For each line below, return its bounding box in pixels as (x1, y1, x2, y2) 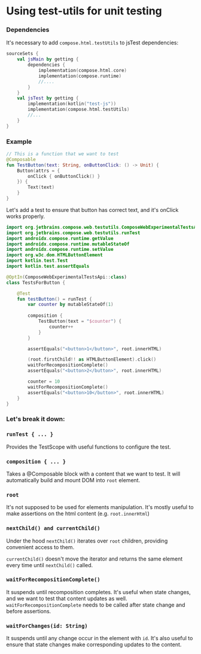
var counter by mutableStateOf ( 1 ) (28, 301, 114, 308)
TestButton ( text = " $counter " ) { (38, 319, 121, 325)
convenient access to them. (6, 543, 75, 550)
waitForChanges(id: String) (6, 622, 88, 629)
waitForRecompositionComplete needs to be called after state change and (6, 601, 185, 608)
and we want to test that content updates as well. (6, 595, 127, 602)
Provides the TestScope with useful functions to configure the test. (6, 443, 172, 450)
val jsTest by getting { (17, 95, 79, 101)
